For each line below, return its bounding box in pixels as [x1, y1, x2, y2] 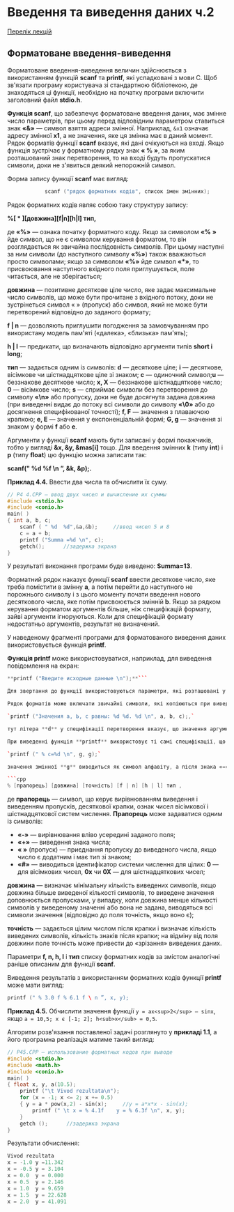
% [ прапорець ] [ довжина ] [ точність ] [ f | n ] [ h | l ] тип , [7, 782, 182, 790]
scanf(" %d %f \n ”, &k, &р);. [7, 464, 92, 473]
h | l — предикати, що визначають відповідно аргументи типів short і [7, 342, 213, 351]
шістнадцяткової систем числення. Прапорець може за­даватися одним [7, 810, 223, 818]
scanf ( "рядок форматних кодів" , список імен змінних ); [44, 187, 210, 195]
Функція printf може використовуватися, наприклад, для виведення [7, 654, 212, 663]
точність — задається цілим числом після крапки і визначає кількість [7, 924, 217, 933]
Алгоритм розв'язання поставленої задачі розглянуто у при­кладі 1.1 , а [7, 1028, 217, 1036]
